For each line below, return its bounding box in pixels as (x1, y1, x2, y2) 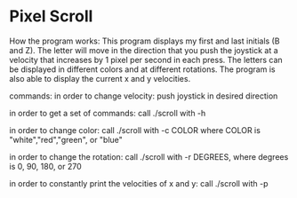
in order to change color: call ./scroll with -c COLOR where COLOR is (9, 124, 261, 135)
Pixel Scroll (9, 6, 93, 27)
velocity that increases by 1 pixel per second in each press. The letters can (9, 54, 283, 65)
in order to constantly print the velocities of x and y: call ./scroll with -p (9, 178, 269, 188)
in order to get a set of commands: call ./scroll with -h (9, 107, 206, 118)
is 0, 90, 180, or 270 (9, 161, 82, 171)
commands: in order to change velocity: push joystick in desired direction (9, 91, 278, 101)
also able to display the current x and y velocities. (9, 73, 191, 83)
